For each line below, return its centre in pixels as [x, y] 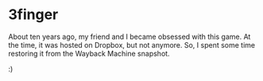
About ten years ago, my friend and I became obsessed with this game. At [130, 37]
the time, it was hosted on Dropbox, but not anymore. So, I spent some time [132, 44]
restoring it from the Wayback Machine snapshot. [89, 53]
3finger [33, 15]
